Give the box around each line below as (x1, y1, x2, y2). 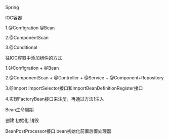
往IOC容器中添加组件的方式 (5, 55, 62, 61)
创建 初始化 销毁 (5, 117, 39, 123)
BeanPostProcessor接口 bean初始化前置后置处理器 (5, 128, 111, 134)
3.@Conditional (5, 44, 37, 50)
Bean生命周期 (5, 107, 34, 113)
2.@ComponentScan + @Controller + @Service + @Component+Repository (5, 75, 164, 80)
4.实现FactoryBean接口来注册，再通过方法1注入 (5, 96, 104, 102)
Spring (5, 5, 19, 10)
